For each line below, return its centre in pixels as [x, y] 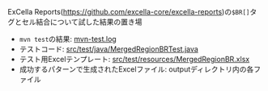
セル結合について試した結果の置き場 [82, 22]
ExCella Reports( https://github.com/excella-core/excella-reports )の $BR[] [129, 12]
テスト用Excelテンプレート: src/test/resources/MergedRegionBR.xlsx [134, 59]
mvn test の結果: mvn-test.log [68, 39]
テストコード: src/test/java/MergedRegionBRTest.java [109, 49]
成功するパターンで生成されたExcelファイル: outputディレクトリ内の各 [136, 69]
